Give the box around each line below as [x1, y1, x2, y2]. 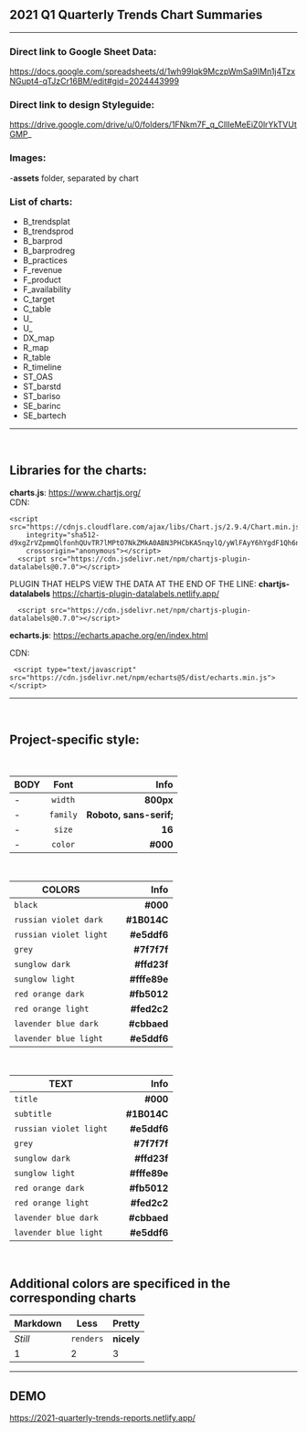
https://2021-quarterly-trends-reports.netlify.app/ [9, 1413, 196, 1424]
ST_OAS [22, 372, 53, 382]
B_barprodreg [22, 246, 76, 256]
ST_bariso [22, 391, 61, 401]
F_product [22, 274, 61, 285]
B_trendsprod [22, 226, 74, 237]
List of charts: [9, 195, 73, 208]
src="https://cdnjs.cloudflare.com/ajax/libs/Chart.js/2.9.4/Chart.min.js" [9, 522, 304, 532]
